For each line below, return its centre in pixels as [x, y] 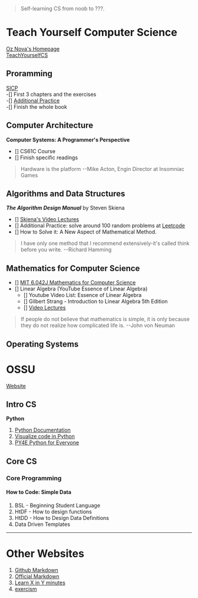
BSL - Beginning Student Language [57, 505]
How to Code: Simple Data [39, 492]
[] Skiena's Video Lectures [47, 219]
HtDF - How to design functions [53, 512]
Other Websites [45, 554]
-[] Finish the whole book [37, 106]
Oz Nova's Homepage [33, 49]
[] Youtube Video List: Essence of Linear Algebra [82, 295]
